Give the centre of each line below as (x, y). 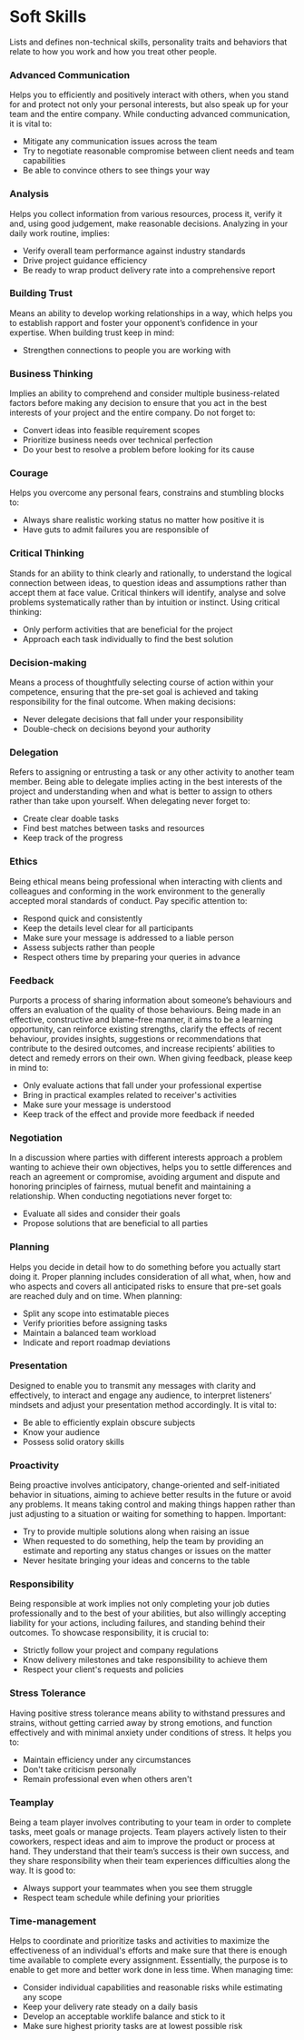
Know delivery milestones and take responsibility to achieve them (145, 1660)
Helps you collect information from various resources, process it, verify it (146, 213)
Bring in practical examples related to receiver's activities (130, 1094)
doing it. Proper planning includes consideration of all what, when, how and (151, 1276)
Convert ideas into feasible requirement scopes (111, 431)
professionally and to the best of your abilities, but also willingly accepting (148, 1613)
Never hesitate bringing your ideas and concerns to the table (136, 1560)
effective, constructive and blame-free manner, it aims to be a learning (141, 1019)
